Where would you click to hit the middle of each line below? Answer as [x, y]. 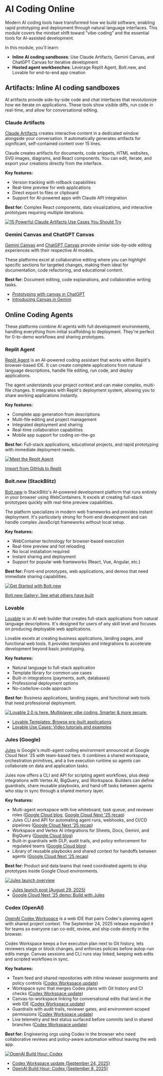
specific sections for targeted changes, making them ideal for [67, 265]
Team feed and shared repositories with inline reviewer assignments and [85, 978]
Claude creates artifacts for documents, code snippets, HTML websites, [77, 153]
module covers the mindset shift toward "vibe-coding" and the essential [77, 33]
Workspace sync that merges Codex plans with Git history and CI [77, 988]
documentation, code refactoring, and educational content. [64, 270]
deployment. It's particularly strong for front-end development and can [76, 517]
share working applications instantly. [42, 396]
